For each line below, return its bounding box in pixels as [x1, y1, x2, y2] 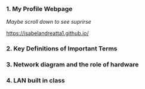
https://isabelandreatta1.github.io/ [6, 30, 90, 37]
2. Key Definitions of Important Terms [6, 44, 118, 53]
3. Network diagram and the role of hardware [6, 61, 139, 69]
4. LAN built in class [6, 77, 65, 85]
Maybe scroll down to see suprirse [6, 18, 91, 26]
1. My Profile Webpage [6, 5, 73, 13]
